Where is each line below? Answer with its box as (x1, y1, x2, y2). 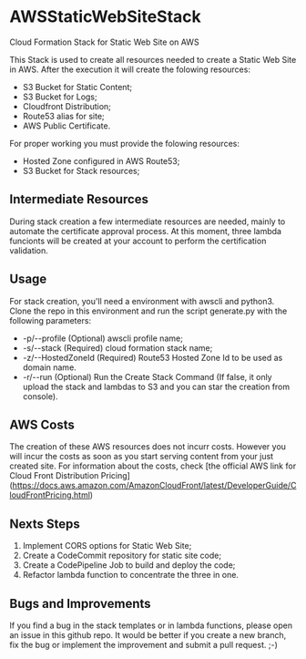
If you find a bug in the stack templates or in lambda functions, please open (9, 620, 293, 631)
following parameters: (9, 314, 92, 325)
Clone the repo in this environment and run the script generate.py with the (9, 305, 288, 316)
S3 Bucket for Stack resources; (22, 165, 140, 176)
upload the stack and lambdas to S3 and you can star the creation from (22, 381, 291, 392)
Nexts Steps (9, 516, 80, 531)
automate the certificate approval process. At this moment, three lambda (9, 225, 282, 236)
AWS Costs (9, 417, 76, 432)
